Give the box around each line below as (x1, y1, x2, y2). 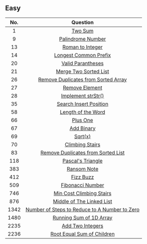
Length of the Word (59, 108, 106, 115)
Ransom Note (66, 165, 99, 172)
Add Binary (69, 124, 96, 131)
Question (71, 18, 94, 25)
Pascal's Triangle (62, 157, 103, 164)
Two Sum (71, 27, 94, 34)
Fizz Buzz (71, 173, 94, 180)
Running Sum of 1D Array (52, 214, 113, 221)
